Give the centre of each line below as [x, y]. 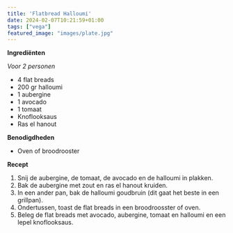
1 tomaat [29, 109]
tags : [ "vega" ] [29, 26]
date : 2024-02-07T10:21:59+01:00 [56, 20]
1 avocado [32, 102]
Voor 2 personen [31, 66]
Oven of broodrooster [48, 151]
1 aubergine [34, 95]
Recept [18, 165]
